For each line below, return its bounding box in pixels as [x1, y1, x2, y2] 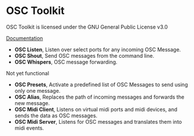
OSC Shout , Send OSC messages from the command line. [14, 52, 155, 59]
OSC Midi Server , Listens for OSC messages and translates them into [14, 118, 182, 125]
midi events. [14, 124, 44, 131]
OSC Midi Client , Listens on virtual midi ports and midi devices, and [14, 106, 178, 113]
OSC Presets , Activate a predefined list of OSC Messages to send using [14, 81, 188, 88]
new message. [14, 99, 50, 106]
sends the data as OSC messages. [14, 112, 98, 119]
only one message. [14, 87, 61, 94]
